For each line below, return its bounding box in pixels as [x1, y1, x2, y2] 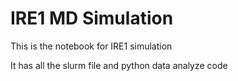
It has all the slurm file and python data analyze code [10, 59, 228, 71]
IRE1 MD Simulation [10, 7, 174, 30]
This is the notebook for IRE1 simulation [10, 40, 173, 52]
